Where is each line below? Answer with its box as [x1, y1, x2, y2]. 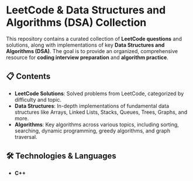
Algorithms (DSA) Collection [6, 16, 147, 29]
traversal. [14, 133, 38, 140]
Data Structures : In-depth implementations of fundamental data [14, 102, 170, 109]
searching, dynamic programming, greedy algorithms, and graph [14, 127, 171, 134]
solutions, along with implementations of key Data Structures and [6, 41, 165, 48]
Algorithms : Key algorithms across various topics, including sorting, [14, 121, 180, 128]
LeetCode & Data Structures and [6, 4, 166, 17]
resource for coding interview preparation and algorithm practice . [6, 54, 168, 61]
